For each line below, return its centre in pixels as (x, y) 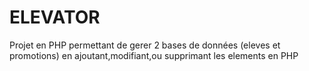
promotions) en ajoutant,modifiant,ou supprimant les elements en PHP (154, 55)
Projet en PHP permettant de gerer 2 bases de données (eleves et (145, 45)
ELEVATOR (55, 17)
